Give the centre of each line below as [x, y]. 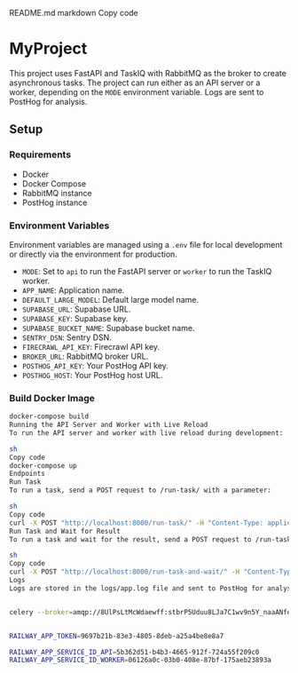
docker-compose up [43, 465]
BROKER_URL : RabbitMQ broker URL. [85, 356]
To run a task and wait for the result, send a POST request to [130, 539]
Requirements [40, 154]
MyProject [48, 49]
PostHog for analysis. [48, 101]
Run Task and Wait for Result [65, 531]
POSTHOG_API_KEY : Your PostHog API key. [95, 365]
